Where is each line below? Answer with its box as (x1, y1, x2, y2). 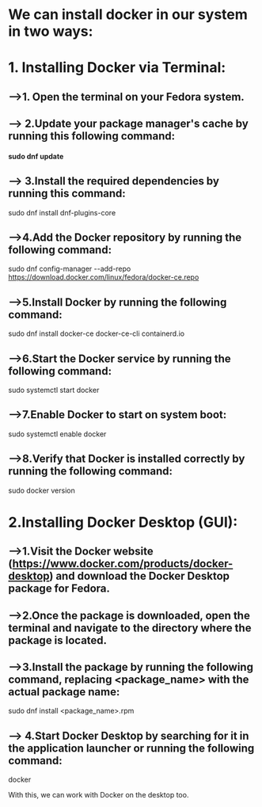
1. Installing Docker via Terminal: (8, 59, 226, 77)
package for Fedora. (8, 582, 111, 596)
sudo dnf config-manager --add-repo (8, 264, 131, 274)
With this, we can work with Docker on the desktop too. (8, 790, 189, 800)
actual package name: (8, 685, 120, 699)
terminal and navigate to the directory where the (8, 621, 252, 634)
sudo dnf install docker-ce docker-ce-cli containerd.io (8, 329, 184, 338)
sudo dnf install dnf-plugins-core (8, 207, 116, 217)
